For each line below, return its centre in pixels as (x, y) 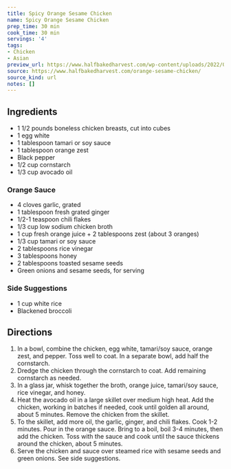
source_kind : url (32, 77)
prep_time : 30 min (33, 26)
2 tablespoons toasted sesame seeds (70, 263)
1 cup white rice (39, 303)
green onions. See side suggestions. (69, 459)
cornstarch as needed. (49, 378)
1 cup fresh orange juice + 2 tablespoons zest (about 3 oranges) (108, 234)
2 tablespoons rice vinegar (55, 249)
